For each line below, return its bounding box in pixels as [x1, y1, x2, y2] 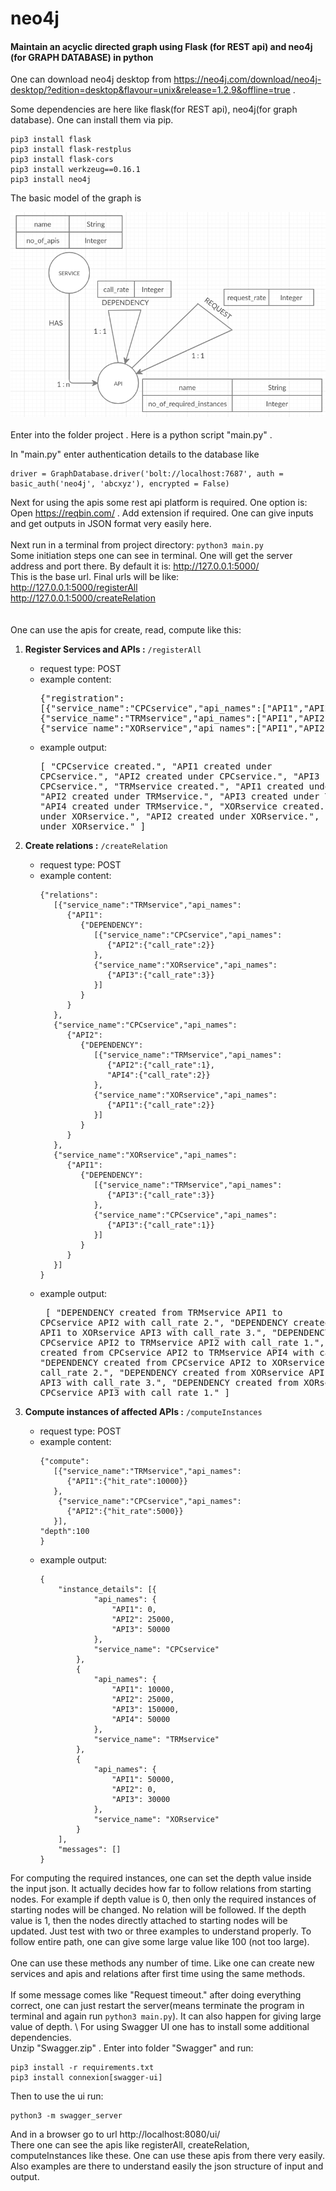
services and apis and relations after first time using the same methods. [10, 1967, 306, 1979]
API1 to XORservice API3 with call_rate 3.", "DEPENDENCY [39, 1327, 331, 1338]
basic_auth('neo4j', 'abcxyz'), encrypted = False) [10, 478, 230, 489]
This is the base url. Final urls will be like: [10, 570, 180, 582]
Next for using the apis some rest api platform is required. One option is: [10, 496, 308, 508]
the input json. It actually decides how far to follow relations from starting [10, 1882, 312, 1894]
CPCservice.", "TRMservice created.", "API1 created [39, 780, 305, 792]
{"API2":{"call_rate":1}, [106, 1060, 215, 1070]
